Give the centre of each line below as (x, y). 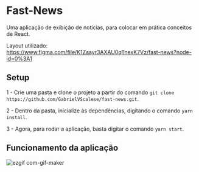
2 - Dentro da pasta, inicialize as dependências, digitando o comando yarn (100, 111)
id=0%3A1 (19, 58)
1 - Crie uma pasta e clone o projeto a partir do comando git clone (90, 92)
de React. (18, 33)
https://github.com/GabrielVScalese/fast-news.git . (72, 98)
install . (17, 117)
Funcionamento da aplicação (62, 148)
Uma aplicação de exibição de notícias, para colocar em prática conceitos (99, 27)
